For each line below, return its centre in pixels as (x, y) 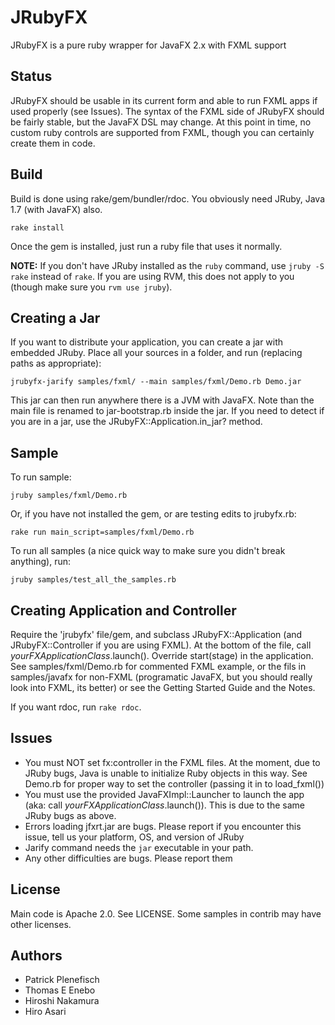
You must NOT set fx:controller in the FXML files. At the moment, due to (172, 762)
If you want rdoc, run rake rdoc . (76, 707)
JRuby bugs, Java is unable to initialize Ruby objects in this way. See (166, 773)
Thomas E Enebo (60, 990)
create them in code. (53, 143)
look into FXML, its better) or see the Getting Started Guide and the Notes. (163, 687)
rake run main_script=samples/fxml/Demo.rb (102, 532)
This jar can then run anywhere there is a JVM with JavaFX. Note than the (162, 400)
